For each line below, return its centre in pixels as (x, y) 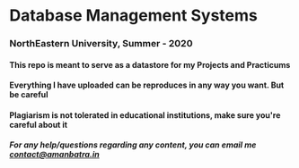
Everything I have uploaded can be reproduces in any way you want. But (147, 85)
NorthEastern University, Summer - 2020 (101, 44)
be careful (29, 95)
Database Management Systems (134, 16)
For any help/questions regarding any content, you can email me (133, 145)
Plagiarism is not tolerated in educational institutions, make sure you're (145, 115)
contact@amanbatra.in (55, 155)
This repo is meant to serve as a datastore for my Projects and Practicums (150, 64)
